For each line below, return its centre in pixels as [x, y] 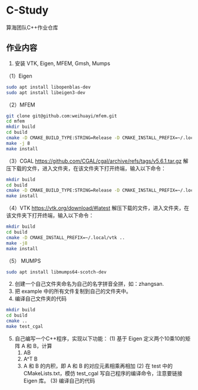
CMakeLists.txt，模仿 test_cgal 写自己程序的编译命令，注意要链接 [103, 373]
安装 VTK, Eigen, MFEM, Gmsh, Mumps [62, 63]
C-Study [27, 10]
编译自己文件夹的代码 [40, 299]
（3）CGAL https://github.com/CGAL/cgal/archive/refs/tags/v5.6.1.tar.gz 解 [97, 161]
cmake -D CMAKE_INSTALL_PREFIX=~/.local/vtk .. [66, 237]
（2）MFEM [21, 105]
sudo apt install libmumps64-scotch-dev [57, 272]
